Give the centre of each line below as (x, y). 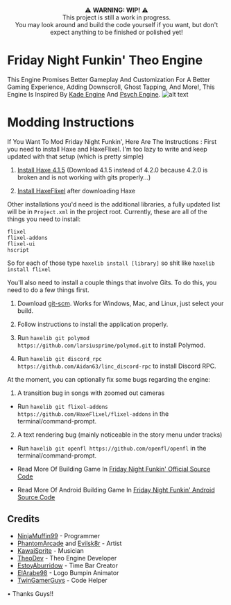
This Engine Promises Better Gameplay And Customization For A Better (109, 79)
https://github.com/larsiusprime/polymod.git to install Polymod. (111, 345)
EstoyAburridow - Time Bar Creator (67, 565)
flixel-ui (22, 244)
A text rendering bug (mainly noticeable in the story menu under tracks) (120, 435)
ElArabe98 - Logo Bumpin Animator (68, 572)
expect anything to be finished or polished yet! (117, 32)
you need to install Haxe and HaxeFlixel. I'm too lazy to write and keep (107, 149)
